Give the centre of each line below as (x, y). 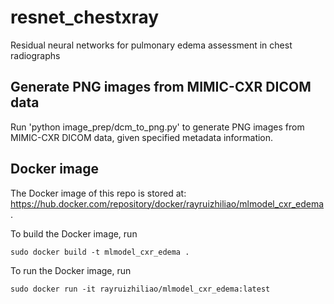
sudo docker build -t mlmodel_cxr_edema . (100, 252)
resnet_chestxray (85, 17)
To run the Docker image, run (71, 270)
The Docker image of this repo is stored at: (98, 193)
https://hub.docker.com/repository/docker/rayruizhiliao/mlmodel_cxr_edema (167, 203)
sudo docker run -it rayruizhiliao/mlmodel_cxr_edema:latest (140, 289)
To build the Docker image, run (74, 233)
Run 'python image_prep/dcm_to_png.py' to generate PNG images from (157, 127)
